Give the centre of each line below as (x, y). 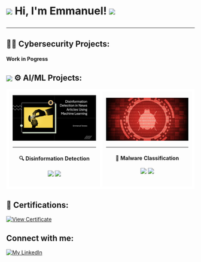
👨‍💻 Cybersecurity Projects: (58, 44)
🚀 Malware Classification (147, 158)
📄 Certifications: (37, 205)
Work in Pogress (27, 59)
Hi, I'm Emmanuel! (61, 11)
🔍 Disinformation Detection (54, 158)
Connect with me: (40, 238)
